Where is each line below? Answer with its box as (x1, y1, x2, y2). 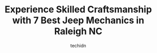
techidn (70, 42, 86, 48)
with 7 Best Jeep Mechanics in (12, 14, 145, 26)
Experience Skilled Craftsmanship (4, 4, 152, 15)
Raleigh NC (54, 26, 103, 37)
